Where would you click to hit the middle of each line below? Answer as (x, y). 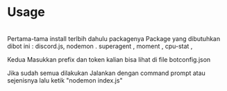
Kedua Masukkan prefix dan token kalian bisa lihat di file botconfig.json (109, 59)
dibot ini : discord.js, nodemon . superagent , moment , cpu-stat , (100, 46)
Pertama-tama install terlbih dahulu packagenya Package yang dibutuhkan (114, 38)
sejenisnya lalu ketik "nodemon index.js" (65, 80)
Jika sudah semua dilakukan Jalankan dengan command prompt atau (107, 73)
